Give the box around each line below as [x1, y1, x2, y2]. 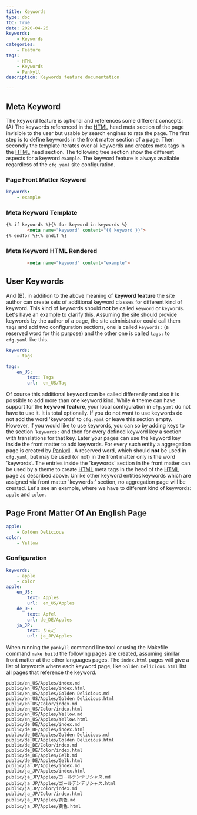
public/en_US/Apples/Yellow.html [6, 717, 88, 722]
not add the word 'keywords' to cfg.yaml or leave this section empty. [6, 416, 172, 423]
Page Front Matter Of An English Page [6, 508, 147, 518]
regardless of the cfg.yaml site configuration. [6, 160, 116, 168]
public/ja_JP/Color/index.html [6, 791, 83, 797]
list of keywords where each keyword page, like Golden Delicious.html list [6, 663, 187, 670]
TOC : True [6, 19, 31, 25]
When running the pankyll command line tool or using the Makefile [6, 644, 168, 651]
